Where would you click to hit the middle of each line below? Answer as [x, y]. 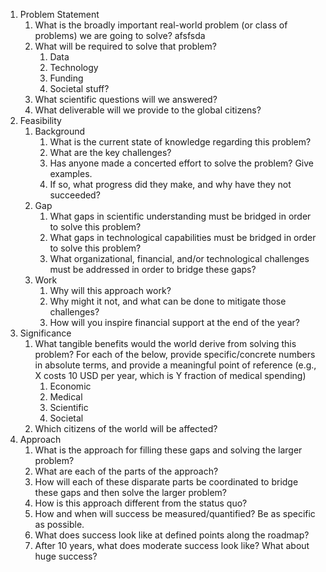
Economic [70, 386]
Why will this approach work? [110, 290]
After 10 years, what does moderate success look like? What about [172, 545]
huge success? [66, 556]
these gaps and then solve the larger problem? [131, 492]
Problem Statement [59, 14]
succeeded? [75, 195]
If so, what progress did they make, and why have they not [170, 184]
